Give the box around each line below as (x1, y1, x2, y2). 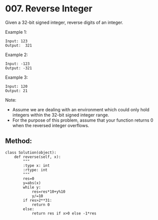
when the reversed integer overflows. (12, 122, 89, 128)
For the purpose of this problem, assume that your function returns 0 (12, 117, 154, 123)
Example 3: (5, 74, 28, 80)
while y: (23, 185, 41, 190)
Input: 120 (5, 84, 28, 89)
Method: (5, 137, 32, 146)
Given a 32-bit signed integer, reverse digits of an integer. (5, 19, 123, 25)
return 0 (31, 202, 50, 207)
